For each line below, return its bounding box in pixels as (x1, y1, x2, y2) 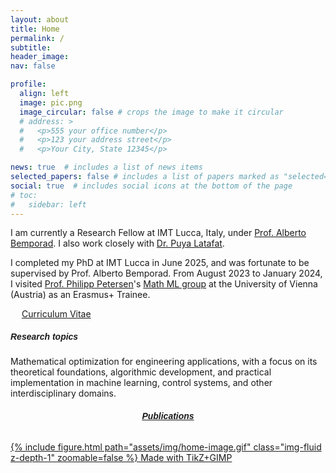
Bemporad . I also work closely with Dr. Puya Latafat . (10, 237, 225, 250)
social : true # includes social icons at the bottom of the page (10, 181, 293, 191)
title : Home (10, 24, 60, 34)
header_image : (10, 52, 70, 62)
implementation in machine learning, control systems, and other (10, 377, 273, 389)
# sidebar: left (10, 199, 87, 210)
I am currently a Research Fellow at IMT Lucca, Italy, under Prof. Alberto (10, 227, 307, 239)
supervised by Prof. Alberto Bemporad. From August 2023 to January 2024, (10, 267, 323, 280)
